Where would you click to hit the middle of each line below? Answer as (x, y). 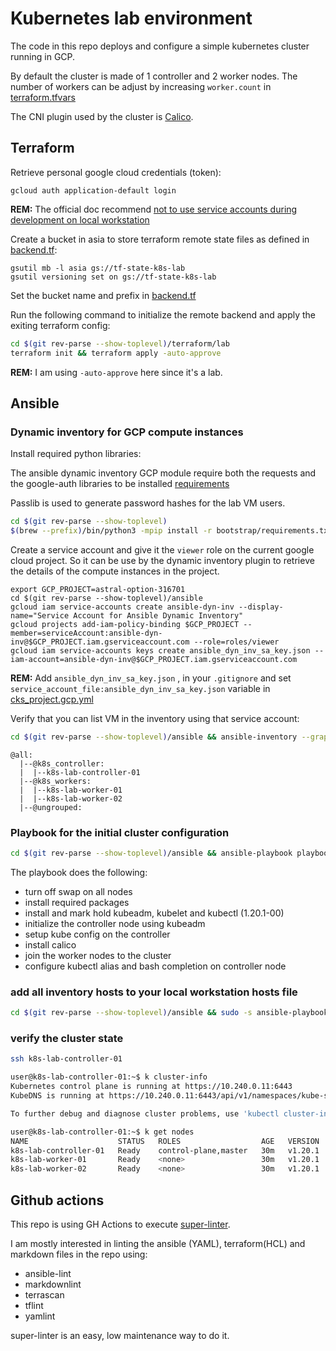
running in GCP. (43, 56)
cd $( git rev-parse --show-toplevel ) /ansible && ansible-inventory (154, 737)
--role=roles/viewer (236, 642)
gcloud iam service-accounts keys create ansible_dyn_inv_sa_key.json (160, 650)
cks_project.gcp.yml (52, 699)
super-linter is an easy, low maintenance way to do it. (120, 1336)
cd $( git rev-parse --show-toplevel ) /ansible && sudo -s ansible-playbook (169, 1013)
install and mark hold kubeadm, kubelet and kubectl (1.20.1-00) (154, 913)
